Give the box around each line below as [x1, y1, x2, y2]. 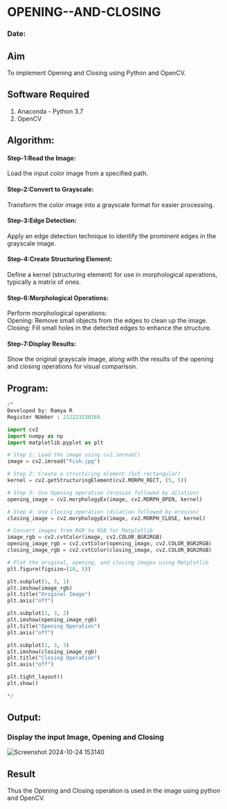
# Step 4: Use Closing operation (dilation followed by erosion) [7, 508, 199, 515]
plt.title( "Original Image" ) [7, 591, 91, 598]
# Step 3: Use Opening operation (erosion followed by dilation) [7, 489, 199, 496]
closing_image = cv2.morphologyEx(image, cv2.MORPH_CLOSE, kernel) [7, 515, 206, 522]
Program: [7, 382, 48, 394]
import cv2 [7, 426, 39, 433]
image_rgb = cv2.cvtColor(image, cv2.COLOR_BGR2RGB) [7, 534, 163, 541]
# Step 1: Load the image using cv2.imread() [7, 452, 140, 459]
